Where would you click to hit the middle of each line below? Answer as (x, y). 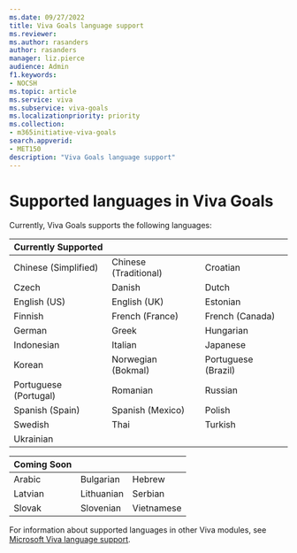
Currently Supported (58, 247)
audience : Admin (39, 67)
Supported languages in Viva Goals (141, 201)
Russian (221, 390)
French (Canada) (240, 317)
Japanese (225, 345)
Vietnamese (157, 508)
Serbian (148, 494)
